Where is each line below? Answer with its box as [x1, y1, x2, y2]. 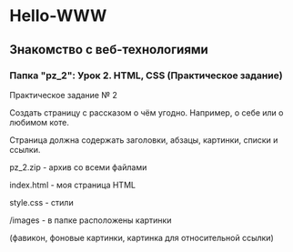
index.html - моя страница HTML [9, 179, 136, 190]
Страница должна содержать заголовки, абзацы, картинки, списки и [9, 134, 278, 146]
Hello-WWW [9, 5, 107, 26]
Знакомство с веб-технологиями [9, 42, 209, 57]
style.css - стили [9, 197, 75, 207]
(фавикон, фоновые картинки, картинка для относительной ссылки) [9, 232, 275, 243]
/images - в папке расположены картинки [9, 215, 172, 226]
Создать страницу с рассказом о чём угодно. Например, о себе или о [9, 106, 284, 118]
